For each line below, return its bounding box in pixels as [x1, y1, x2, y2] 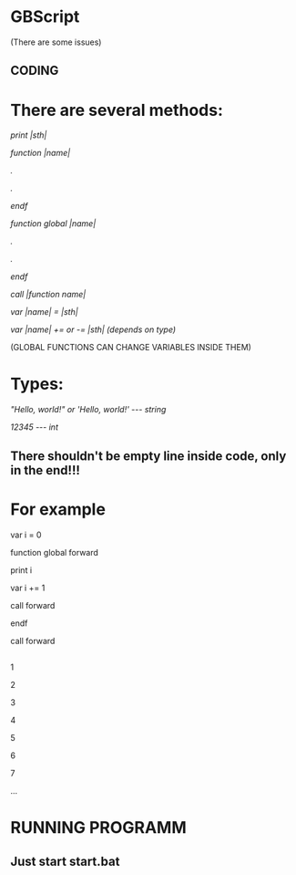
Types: [10, 374, 65, 394]
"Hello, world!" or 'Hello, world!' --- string [10, 404, 167, 415]
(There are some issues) [10, 36, 102, 47]
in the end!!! [10, 463, 81, 478]
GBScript [10, 6, 80, 27]
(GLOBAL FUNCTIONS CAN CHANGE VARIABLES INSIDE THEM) [10, 342, 251, 353]
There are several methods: [10, 99, 224, 120]
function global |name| [10, 218, 97, 229]
